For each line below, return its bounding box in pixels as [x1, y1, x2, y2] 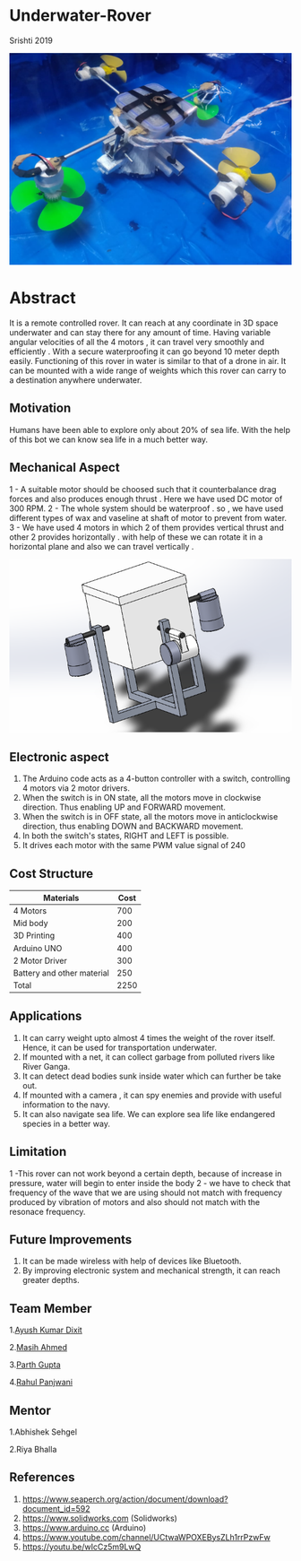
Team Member [9, 1301, 92, 1316]
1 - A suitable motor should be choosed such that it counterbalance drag [9, 483, 277, 494]
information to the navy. [21, 1099, 110, 1110]
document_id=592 [21, 1503, 90, 1513]
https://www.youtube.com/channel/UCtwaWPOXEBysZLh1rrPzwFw [21, 1531, 271, 1542]
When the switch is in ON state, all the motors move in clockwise [21, 793, 262, 803]
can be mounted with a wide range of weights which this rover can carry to [9, 365, 287, 376]
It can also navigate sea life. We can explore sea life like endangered [21, 1108, 276, 1119]
